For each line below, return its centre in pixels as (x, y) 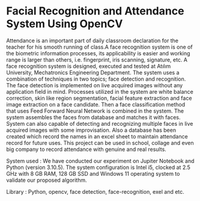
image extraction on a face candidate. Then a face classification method (96, 104)
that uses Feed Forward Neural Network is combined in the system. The (95, 111)
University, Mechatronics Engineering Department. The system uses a (93, 72)
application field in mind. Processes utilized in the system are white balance (100, 91)
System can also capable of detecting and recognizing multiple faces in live (100, 123)
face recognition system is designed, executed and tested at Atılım (89, 66)
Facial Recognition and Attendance (95, 11)
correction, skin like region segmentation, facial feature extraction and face (99, 98)
